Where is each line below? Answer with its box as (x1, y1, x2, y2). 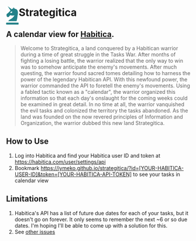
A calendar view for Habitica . (6, 29, 115, 39)
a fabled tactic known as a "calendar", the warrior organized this (20, 89, 176, 95)
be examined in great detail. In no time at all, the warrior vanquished (20, 101, 184, 108)
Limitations (6, 194, 48, 204)
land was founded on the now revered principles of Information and (20, 113, 183, 120)
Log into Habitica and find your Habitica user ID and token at (14, 152, 161, 159)
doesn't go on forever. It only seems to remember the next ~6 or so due (14, 216, 188, 223)
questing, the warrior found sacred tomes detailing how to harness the (20, 70, 191, 76)
